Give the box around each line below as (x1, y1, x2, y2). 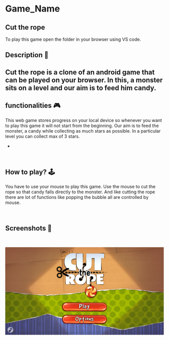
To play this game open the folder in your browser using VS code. (5, 36, 141, 42)
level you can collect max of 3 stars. (5, 133, 80, 139)
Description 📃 (5, 51, 49, 59)
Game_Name (5, 3, 60, 15)
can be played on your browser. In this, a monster (5, 76, 163, 84)
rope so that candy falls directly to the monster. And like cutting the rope (5, 189, 155, 195)
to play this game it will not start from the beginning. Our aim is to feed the (5, 123, 159, 129)
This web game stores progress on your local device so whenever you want (5, 117, 162, 123)
